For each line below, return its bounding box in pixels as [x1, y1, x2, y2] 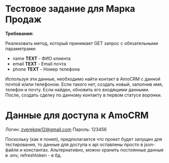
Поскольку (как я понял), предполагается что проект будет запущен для [5, 136, 162, 142]
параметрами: [5, 45, 37, 51]
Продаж [5, 14, 42, 25]
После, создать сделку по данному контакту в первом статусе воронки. [5, 92, 162, 98]
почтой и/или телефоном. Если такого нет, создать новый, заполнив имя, [5, 81, 163, 87]
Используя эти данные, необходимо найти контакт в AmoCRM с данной [5, 76, 160, 82]
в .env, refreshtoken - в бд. [5, 152, 62, 158]
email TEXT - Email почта [12, 61, 67, 67]
